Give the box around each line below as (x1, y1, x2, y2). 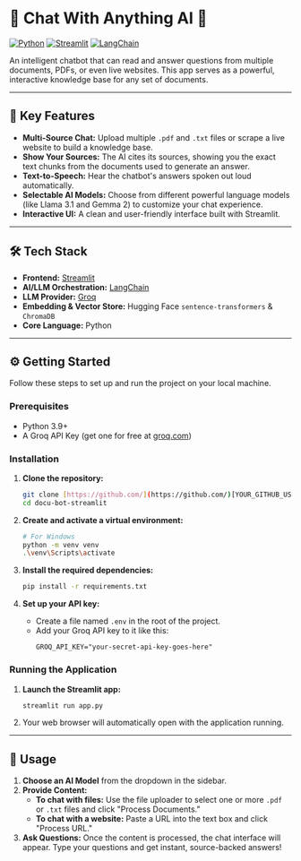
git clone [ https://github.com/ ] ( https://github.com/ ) (21, 490, 232, 499)
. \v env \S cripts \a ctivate (21, 548, 116, 558)
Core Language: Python (21, 320, 112, 331)
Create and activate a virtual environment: (21, 514, 184, 525)
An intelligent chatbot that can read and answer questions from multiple (9, 55, 274, 65)
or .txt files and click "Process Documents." (35, 804, 201, 814)
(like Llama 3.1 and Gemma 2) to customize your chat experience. (21, 199, 263, 210)
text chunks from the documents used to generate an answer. (21, 160, 251, 171)
